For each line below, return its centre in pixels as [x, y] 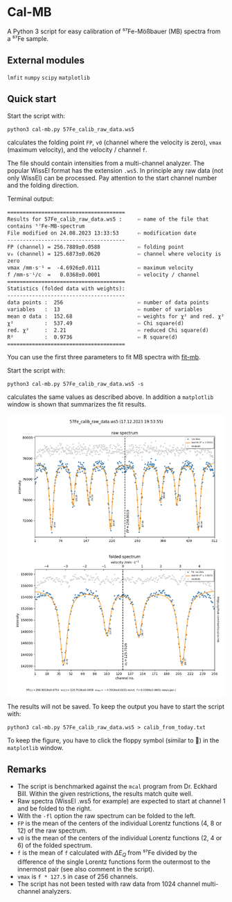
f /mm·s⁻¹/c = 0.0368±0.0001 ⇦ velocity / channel [103, 275]
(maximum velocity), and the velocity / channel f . [77, 149]
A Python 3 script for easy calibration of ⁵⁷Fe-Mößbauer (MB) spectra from [114, 31]
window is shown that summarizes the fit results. [77, 404]
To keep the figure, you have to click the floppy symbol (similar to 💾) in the [113, 740]
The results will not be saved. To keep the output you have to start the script [116, 707]
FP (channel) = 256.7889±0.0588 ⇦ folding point [96, 247]
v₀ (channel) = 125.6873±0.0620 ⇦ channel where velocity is [114, 254]
